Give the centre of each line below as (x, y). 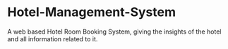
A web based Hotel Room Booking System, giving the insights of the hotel (114, 31)
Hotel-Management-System (92, 12)
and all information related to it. (53, 38)
